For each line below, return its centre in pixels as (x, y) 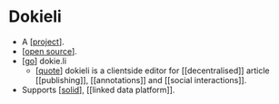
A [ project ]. (43, 42)
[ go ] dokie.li (44, 61)
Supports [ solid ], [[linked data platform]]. (98, 90)
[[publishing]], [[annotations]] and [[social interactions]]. (141, 80)
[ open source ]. (50, 51)
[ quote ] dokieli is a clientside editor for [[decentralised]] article (152, 71)
